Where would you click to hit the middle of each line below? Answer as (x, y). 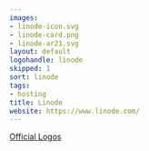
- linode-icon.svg (44, 26)
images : (24, 18)
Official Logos (35, 136)
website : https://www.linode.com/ (75, 111)
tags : (20, 86)
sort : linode (34, 77)
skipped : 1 (30, 69)
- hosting (28, 94)
